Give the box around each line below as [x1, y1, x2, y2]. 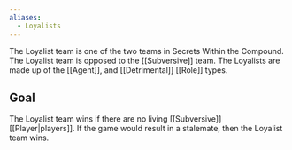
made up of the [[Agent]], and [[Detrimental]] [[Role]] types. [9, 64, 228, 75]
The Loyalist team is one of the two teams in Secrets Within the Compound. [9, 45, 285, 56]
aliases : [9, 12, 42, 22]
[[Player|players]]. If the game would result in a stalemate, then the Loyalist [9, 123, 283, 134]
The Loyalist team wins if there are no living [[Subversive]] [9, 114, 222, 124]
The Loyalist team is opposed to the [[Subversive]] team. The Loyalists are [9, 55, 280, 66]
